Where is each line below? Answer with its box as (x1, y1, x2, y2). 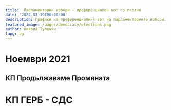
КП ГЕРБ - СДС (5, 94, 73, 105)
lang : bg (5, 31, 24, 36)
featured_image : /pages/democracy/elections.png (5, 21, 111, 27)
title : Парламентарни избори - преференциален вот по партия (5, 7, 141, 13)
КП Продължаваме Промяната (5, 74, 110, 82)
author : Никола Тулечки (5, 27, 56, 32)
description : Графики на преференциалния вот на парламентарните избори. (5, 17, 167, 22)
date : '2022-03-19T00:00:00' (5, 12, 68, 17)
